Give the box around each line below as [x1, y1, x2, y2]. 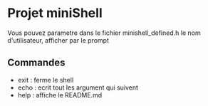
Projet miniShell [7, 5, 103, 21]
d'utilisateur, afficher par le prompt [7, 36, 109, 44]
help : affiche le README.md [17, 90, 103, 99]
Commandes [7, 57, 66, 69]
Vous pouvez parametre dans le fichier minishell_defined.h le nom [7, 28, 201, 37]
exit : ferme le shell [17, 75, 74, 84]
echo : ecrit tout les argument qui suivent [17, 83, 139, 92]
